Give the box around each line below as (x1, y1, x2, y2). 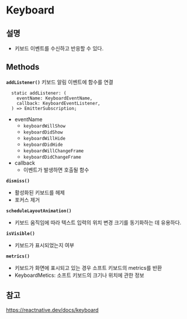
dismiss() (6, 178, 30, 184)
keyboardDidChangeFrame (23, 154, 82, 160)
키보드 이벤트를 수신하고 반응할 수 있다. (14, 45, 104, 52)
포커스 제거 (14, 196, 40, 203)
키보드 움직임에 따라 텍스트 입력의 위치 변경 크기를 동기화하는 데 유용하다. (14, 219, 182, 226)
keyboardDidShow (23, 129, 63, 135)
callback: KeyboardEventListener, (16, 100, 101, 106)
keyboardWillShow (23, 123, 66, 129)
